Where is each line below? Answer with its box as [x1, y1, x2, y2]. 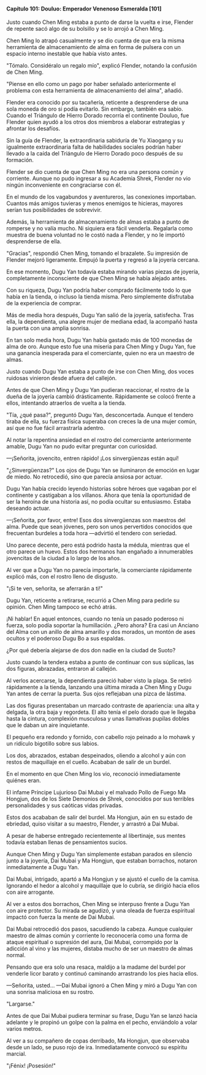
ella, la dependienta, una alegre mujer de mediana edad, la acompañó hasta [6, 318, 198, 326]
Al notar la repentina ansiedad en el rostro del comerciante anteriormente [6, 436, 192, 444]
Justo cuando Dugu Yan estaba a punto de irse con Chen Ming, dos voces [6, 368, 194, 375]
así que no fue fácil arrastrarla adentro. [6, 424, 105, 432]
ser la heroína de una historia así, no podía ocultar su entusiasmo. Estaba [6, 498, 191, 506]
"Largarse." [6, 1000, 36, 1007]
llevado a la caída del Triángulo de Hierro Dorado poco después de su [6, 150, 183, 157]
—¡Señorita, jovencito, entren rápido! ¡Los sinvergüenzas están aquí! [6, 455, 179, 462]
